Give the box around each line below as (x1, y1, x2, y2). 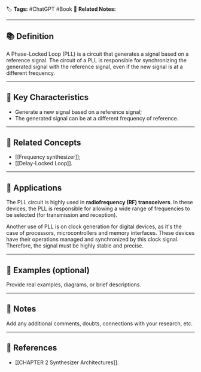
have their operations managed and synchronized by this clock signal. (6, 236, 179, 243)
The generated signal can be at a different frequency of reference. (14, 114, 179, 122)
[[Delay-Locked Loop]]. (14, 160, 73, 167)
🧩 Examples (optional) (6, 265, 90, 275)
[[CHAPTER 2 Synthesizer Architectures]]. (14, 359, 119, 366)
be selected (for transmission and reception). (6, 211, 118, 219)
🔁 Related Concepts (6, 138, 81, 148)
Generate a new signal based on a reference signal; (14, 108, 142, 116)
